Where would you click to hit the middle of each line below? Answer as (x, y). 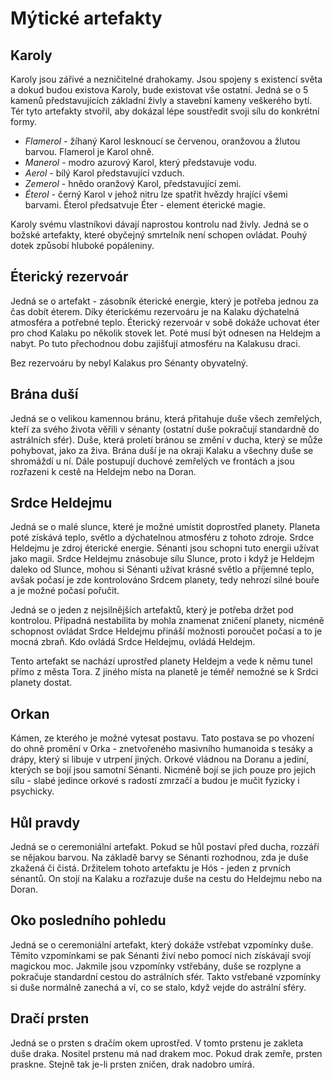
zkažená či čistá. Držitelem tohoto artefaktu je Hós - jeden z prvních (151, 868)
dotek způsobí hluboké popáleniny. (82, 245)
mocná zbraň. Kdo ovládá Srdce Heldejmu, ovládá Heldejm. (133, 642)
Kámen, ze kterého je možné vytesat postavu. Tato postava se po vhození (162, 738)
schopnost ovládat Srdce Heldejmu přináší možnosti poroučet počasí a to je (166, 631)
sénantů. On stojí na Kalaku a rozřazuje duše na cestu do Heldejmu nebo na (166, 879)
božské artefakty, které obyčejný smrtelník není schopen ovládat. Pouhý (159, 235)
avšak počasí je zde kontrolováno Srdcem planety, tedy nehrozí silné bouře (165, 580)
